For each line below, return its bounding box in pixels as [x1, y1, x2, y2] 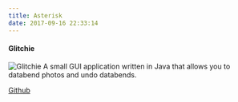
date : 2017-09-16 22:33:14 [8, 19, 99, 27]
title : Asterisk [8, 11, 63, 20]
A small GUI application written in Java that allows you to [42, 61, 231, 71]
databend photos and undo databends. [8, 69, 137, 80]
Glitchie [8, 44, 35, 53]
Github [8, 85, 30, 95]
